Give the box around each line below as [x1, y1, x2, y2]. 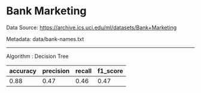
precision [42, 67, 70, 75]
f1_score [98, 67, 124, 75]
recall [75, 67, 92, 75]
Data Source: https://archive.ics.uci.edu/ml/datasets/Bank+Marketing [6, 24, 177, 31]
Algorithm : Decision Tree [6, 52, 69, 60]
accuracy [9, 67, 37, 75]
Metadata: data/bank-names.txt [6, 35, 84, 42]
